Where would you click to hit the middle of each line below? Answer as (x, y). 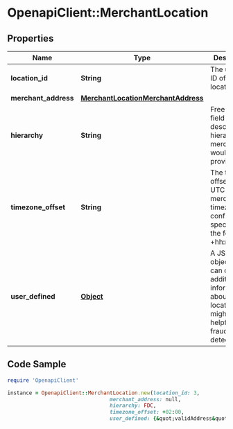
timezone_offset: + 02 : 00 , (147, 412)
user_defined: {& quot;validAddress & (163, 419)
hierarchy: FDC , (133, 406)
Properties (31, 38)
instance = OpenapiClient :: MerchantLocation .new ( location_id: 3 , (103, 393)
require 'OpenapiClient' (43, 380)
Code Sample (37, 364)
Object (92, 296)
